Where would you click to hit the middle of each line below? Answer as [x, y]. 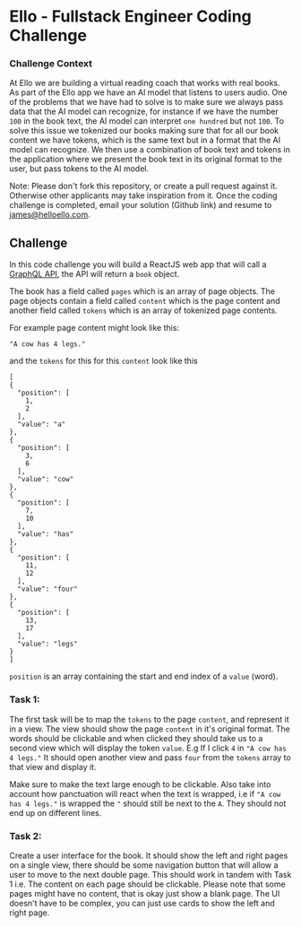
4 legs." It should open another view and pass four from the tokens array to [150, 757]
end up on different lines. [56, 812]
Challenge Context [51, 64]
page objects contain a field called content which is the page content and [145, 301]
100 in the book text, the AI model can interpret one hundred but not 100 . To [147, 121]
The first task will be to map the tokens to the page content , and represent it [149, 719]
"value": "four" [47, 589]
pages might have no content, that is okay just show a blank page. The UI [145, 893]
